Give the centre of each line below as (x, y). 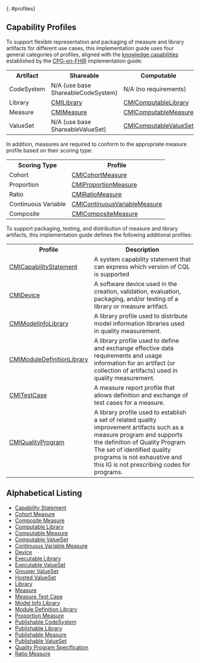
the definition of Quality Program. (140, 442)
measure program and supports (138, 434)
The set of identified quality (132, 449)
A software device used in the (136, 284)
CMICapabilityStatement (43, 266)
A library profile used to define (137, 340)
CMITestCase (28, 395)
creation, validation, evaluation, (138, 291)
